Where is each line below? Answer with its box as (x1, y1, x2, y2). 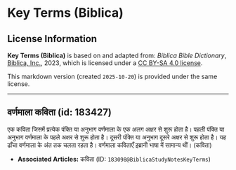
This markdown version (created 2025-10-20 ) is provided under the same (7, 72, 218, 80)
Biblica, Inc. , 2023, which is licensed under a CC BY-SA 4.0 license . (7, 59, 203, 67)
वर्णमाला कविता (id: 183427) (7, 106, 112, 118)
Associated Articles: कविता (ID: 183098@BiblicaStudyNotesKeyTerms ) (17, 155, 211, 163)
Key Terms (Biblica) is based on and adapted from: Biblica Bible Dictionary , (7, 51, 227, 59)
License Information (7, 33, 97, 45)
